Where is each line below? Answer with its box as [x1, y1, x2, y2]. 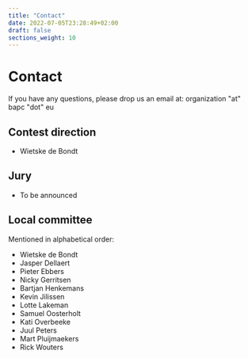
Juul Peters [19, 326, 57, 335]
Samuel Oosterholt [19, 308, 82, 318]
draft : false [8, 26, 52, 34]
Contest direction [8, 125, 97, 139]
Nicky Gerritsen [19, 275, 71, 284]
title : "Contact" [8, 11, 66, 20]
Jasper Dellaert [19, 258, 71, 268]
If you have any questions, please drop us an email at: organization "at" [8, 94, 242, 104]
